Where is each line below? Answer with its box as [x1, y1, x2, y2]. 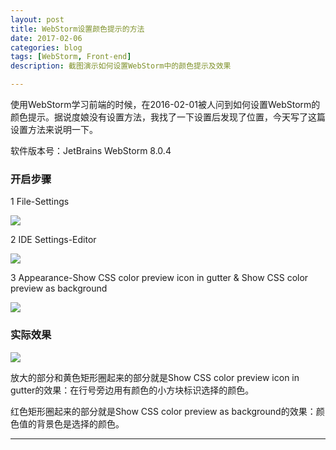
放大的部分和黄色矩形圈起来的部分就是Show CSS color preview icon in [10, 371, 300, 383]
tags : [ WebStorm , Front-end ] [10, 52, 132, 62]
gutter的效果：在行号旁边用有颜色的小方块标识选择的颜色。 [10, 384, 255, 396]
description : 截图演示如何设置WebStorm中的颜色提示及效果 [10, 61, 232, 71]
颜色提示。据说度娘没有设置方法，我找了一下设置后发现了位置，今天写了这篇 [10, 111, 326, 123]
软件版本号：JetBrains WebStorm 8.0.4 [10, 145, 172, 156]
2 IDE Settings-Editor [10, 234, 97, 246]
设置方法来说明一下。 [10, 124, 98, 135]
